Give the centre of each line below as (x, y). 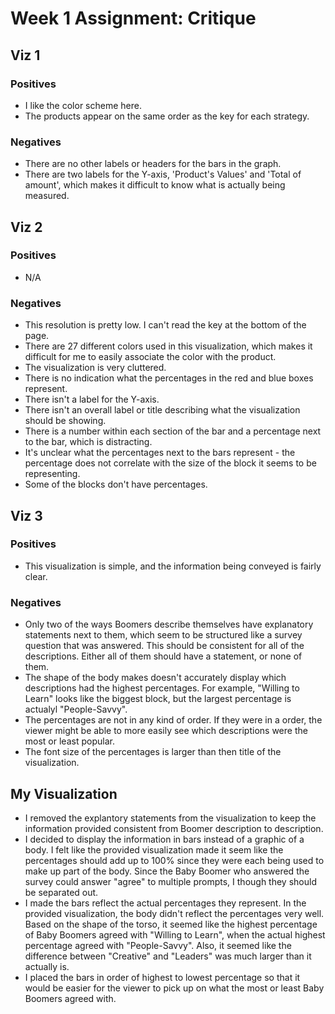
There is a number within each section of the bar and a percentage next (173, 431)
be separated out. (61, 892)
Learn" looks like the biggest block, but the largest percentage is (158, 699)
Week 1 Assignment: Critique (133, 18)
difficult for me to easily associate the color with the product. (150, 357)
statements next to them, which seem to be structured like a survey (163, 635)
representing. (52, 474)
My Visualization (64, 793)
